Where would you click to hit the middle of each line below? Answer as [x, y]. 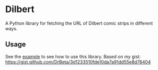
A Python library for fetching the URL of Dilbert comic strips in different [79, 23]
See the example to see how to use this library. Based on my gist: [73, 56]
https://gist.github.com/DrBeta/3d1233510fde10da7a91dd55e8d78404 [78, 62]
